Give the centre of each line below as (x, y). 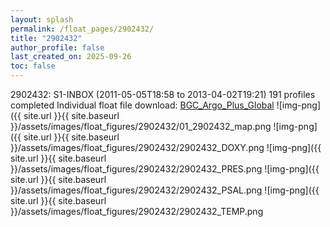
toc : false (33, 66)
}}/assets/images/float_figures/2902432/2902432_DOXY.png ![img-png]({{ (166, 147)
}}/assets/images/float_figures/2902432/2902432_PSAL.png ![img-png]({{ (165, 190)
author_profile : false (57, 47)
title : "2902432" (46, 38)
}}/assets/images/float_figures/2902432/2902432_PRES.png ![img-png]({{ (165, 169)
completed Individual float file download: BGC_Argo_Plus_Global (142, 105)
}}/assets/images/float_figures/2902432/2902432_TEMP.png (137, 211)
